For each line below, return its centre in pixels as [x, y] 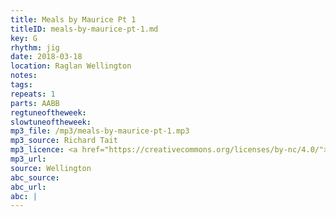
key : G [24, 38]
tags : [21, 85]
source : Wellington [51, 168]
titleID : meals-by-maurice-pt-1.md [84, 29]
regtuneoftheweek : [48, 112]
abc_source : [35, 177]
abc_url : [28, 187]
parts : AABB [35, 103]
